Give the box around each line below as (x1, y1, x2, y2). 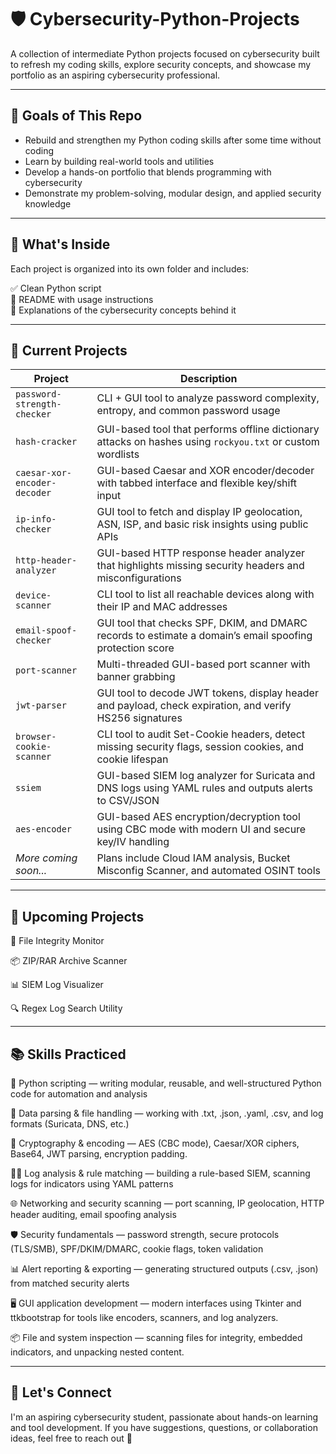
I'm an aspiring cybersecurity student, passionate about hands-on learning (10, 1411, 319, 1423)
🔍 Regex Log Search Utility (10, 1002, 123, 1015)
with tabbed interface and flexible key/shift (96, 476, 298, 490)
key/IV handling (96, 835, 170, 849)
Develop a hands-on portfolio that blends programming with (24, 166, 272, 178)
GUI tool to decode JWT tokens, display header (96, 686, 319, 700)
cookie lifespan (96, 752, 169, 766)
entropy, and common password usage (96, 404, 281, 418)
